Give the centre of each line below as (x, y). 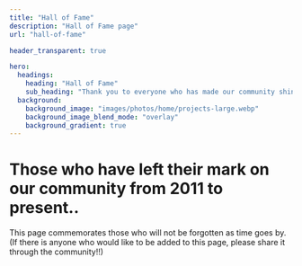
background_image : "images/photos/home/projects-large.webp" (142, 109)
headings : (36, 75)
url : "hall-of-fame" (48, 34)
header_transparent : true (58, 50)
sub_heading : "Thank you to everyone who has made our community (151, 92)
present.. (44, 208)
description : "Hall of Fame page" (74, 26)
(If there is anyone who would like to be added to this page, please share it (147, 243)
